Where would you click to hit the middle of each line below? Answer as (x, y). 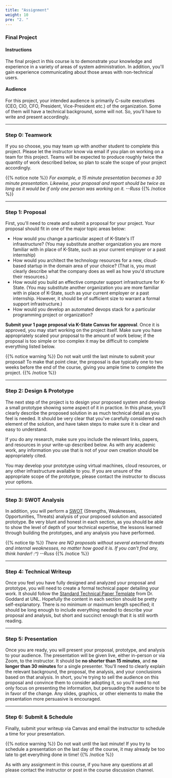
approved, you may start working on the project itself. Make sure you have (84, 330)
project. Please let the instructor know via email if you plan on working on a (84, 151)
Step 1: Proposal (26, 212)
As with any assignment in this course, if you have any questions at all (79, 764)
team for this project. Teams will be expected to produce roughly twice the (84, 157)
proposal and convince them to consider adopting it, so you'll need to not (82, 683)
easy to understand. (26, 429)
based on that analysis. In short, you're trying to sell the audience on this (82, 677)
